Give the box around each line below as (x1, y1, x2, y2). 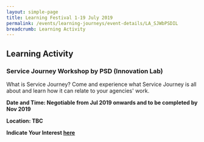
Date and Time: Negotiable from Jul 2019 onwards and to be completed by (6, 99, 198, 106)
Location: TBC (6, 117, 44, 124)
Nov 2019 (6, 105, 32, 113)
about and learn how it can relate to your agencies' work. (6, 87, 150, 94)
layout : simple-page (6, 9, 59, 15)
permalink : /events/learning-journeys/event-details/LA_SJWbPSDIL (6, 20, 178, 26)
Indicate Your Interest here (6, 129, 76, 136)
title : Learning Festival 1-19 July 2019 (6, 15, 113, 21)
